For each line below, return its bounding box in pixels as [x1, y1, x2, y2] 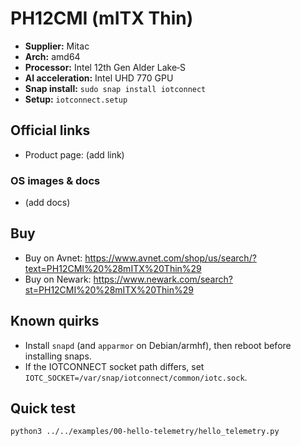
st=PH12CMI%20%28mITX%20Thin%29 [24, 283, 194, 296]
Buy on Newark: [24, 273, 92, 285]
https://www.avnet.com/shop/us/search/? [84, 252, 257, 264]
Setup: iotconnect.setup [24, 93, 128, 105]
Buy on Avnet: [24, 252, 83, 264]
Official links [10, 122, 91, 139]
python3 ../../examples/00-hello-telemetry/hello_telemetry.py [10, 427, 280, 437]
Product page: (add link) [24, 148, 125, 161]
